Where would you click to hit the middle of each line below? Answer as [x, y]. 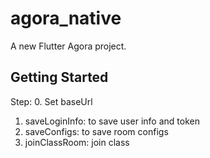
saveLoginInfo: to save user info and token [112, 121]
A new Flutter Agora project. [68, 46]
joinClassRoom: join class [77, 142]
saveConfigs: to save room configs [96, 131]
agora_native [66, 18]
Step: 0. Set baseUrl [51, 101]
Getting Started [59, 77]
